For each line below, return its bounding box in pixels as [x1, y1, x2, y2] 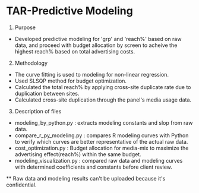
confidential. [6, 181, 37, 188]
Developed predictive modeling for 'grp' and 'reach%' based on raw [14, 35, 182, 42]
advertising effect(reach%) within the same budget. [14, 150, 141, 158]
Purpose [14, 24, 36, 31]
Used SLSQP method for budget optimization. [14, 77, 127, 84]
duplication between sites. [14, 90, 80, 97]
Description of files [14, 107, 62, 115]
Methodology [14, 59, 48, 67]
